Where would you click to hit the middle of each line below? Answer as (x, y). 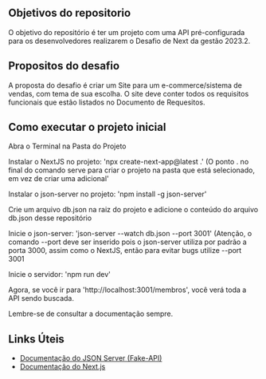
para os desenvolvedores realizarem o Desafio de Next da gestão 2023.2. (129, 41)
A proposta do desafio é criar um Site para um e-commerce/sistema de (125, 85)
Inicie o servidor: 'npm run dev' (60, 274)
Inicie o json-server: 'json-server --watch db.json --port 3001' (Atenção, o (130, 234)
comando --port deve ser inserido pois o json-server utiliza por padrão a (127, 242)
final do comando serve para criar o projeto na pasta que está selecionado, (131, 170)
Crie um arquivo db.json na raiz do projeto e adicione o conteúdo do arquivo (133, 210)
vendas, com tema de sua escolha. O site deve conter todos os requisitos (129, 93)
